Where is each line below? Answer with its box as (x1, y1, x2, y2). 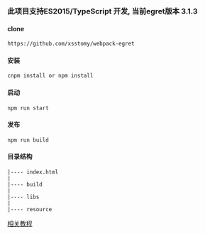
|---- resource (7, 206, 52, 213)
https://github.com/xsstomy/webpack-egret (7, 41, 135, 48)
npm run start (7, 105, 50, 112)
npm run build (7, 137, 50, 144)
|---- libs (7, 193, 40, 201)
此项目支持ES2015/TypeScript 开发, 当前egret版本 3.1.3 (7, 6, 198, 16)
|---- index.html (7, 169, 59, 176)
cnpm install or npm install (7, 73, 94, 80)
